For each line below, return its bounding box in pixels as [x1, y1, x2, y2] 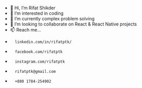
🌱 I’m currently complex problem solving [10, 16, 95, 21]
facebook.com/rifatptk [15, 49, 63, 54]
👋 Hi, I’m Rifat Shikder [10, 5, 56, 11]
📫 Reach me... [10, 27, 42, 33]
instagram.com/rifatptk [15, 59, 65, 64]
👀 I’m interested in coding [10, 10, 64, 16]
